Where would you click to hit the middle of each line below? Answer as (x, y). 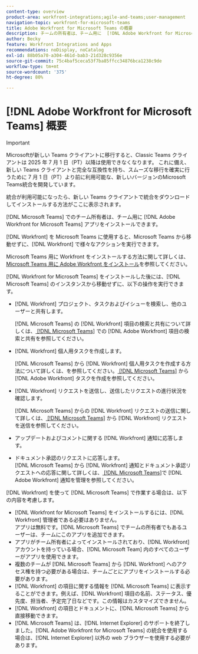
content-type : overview (35, 11)
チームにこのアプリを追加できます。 (84, 535)
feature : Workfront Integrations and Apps (59, 45)
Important (18, 143)
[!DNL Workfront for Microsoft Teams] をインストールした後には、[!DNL (93, 277)
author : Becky (24, 39)
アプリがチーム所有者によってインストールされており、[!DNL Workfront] (102, 542)
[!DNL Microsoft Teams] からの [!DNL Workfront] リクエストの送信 (95, 411)
